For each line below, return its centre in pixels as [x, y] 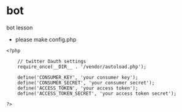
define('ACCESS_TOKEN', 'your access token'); [78, 88]
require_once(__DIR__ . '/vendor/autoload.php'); [82, 67]
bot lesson [20, 28]
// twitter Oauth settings [52, 61]
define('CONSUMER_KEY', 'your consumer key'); [78, 77]
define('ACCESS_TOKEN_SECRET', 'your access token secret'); [97, 93]
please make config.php [46, 39]
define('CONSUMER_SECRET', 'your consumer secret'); [86, 83]
